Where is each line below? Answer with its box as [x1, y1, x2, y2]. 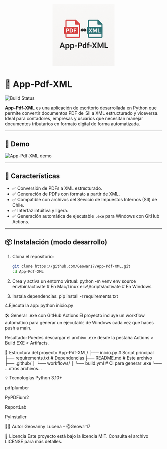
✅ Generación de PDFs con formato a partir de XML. [12, 191, 120, 197]
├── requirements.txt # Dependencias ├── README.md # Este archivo [5, 355, 153, 361]
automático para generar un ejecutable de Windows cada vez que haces [5, 320, 154, 326]
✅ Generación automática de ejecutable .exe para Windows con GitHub [12, 213, 160, 219]
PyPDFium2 [5, 394, 29, 401]
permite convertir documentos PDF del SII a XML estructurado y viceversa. [5, 110, 159, 116]
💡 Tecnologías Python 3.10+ [5, 375, 62, 381]
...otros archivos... [5, 366, 42, 372]
